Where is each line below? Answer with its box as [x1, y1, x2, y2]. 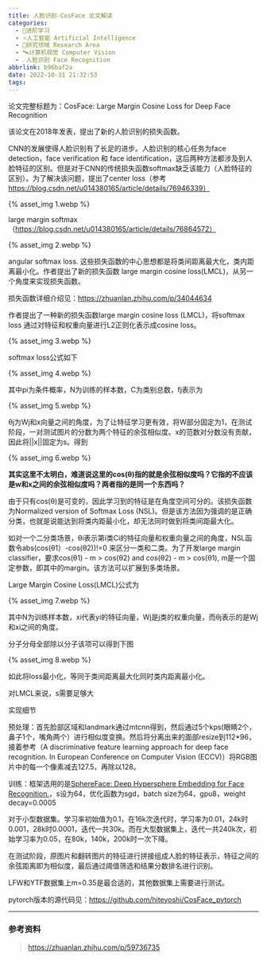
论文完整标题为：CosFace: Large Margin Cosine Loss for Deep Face [8, 101, 231, 111]
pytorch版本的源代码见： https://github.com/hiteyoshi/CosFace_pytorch [8, 895, 242, 904]
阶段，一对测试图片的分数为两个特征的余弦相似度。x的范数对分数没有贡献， [8, 427, 256, 436]
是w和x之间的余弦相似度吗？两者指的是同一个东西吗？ [8, 479, 186, 489]
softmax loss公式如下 [8, 352, 78, 362]
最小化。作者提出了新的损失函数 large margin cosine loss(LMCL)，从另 [14, 266, 247, 275]
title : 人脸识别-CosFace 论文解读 [8, 11, 113, 20]
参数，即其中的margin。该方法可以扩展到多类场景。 [14, 563, 184, 572]
